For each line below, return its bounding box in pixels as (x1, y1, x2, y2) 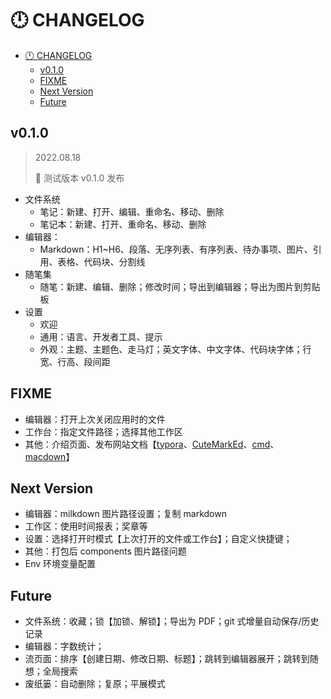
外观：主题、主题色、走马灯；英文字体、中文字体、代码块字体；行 (39, 343, 312, 355)
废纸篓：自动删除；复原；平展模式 (24, 678, 166, 690)
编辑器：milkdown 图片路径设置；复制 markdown (24, 508, 227, 520)
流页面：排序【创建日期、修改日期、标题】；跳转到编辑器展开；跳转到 (24, 653, 310, 665)
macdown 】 (24, 450, 75, 462)
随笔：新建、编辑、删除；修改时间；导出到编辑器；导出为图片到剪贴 (39, 280, 321, 292)
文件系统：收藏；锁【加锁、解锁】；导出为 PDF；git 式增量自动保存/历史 (24, 615, 320, 627)
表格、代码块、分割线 (57, 255, 146, 267)
